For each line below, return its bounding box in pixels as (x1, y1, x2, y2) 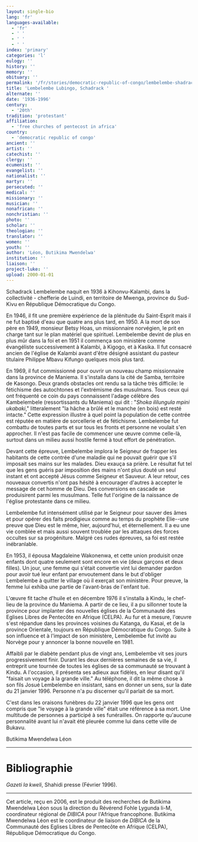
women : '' (6, 239, 31, 245)
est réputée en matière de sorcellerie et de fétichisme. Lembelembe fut (6, 417, 179, 425)
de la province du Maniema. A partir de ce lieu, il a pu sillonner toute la (16, 601, 187, 608)
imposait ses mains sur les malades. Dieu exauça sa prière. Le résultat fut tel (6, 460, 192, 467)
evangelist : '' (6, 167, 44, 174)
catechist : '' (6, 151, 41, 157)
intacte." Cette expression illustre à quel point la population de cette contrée (6, 411, 190, 418)
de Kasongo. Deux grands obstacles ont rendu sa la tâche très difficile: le (6, 380, 184, 387)
